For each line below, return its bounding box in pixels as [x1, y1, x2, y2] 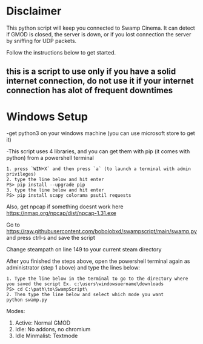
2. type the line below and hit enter [6, 177, 104, 183]
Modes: [6, 308, 25, 315]
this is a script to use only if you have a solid [6, 67, 176, 77]
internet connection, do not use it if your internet [6, 76, 194, 86]
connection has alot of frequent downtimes [6, 85, 173, 96]
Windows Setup [6, 110, 88, 124]
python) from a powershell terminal [6, 154, 94, 162]
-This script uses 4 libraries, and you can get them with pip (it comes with [6, 148, 190, 155]
